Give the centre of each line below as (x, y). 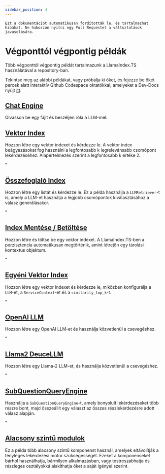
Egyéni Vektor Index (36, 275)
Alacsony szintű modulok (45, 438)
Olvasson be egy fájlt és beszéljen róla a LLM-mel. (56, 118)
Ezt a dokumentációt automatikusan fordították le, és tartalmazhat (77, 23)
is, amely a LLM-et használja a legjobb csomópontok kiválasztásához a (77, 197)
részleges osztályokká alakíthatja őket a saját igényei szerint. (67, 466)
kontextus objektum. (26, 250)
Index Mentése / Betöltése (46, 228)
